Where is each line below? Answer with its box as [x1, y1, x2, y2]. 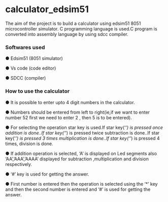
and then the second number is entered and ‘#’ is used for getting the [5, 186, 151, 192]
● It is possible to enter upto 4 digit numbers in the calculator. [5, 99, 136, 105]
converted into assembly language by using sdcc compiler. [5, 31, 128, 37]
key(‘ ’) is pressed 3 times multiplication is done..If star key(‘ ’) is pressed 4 [5, 135, 160, 141]
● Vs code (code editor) [5, 65, 56, 72]
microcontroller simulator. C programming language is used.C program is [5, 25, 157, 31]
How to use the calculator [5, 88, 70, 95]
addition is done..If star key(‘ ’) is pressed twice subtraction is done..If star [5, 129, 160, 136]
